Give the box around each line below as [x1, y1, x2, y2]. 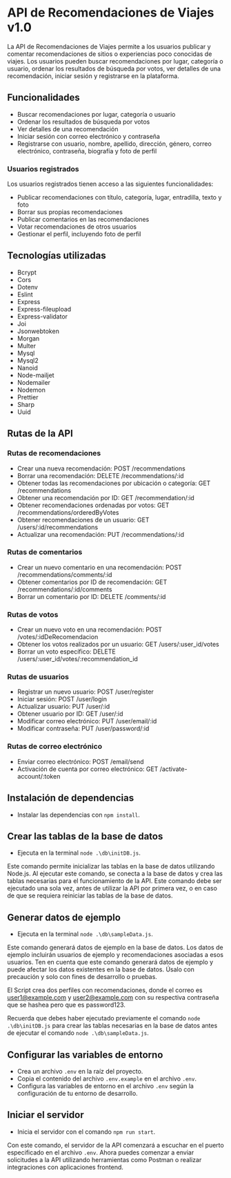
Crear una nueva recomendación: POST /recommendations [17, 464, 186, 473]
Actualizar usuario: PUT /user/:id [17, 703, 110, 711]
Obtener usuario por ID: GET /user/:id [17, 710, 123, 718]
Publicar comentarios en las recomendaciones [17, 216, 150, 224]
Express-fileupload [17, 305, 72, 313]
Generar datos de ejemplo [7, 911, 121, 923]
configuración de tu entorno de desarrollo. [17, 1089, 138, 1097]
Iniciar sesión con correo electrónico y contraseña [17, 132, 161, 140]
